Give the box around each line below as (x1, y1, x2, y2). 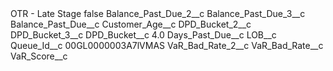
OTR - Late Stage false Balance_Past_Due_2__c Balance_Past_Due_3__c (10, 8, 306, 19)
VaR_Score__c (10, 50, 68, 62)
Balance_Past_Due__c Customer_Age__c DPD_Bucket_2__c (10, 18, 252, 30)
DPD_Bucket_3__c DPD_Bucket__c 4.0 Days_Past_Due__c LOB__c (10, 29, 277, 41)
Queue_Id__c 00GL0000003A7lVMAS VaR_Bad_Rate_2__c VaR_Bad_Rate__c (10, 40, 324, 51)
